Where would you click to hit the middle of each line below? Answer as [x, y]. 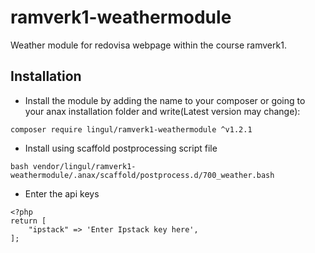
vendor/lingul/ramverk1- [84, 166]
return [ [28, 221]
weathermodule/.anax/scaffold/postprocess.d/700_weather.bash [142, 175]
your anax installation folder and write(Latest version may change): [162, 111]
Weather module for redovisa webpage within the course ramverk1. [148, 45]
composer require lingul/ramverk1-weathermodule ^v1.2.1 [131, 129]
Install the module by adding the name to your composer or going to [165, 100]
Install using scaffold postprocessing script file [121, 148]
